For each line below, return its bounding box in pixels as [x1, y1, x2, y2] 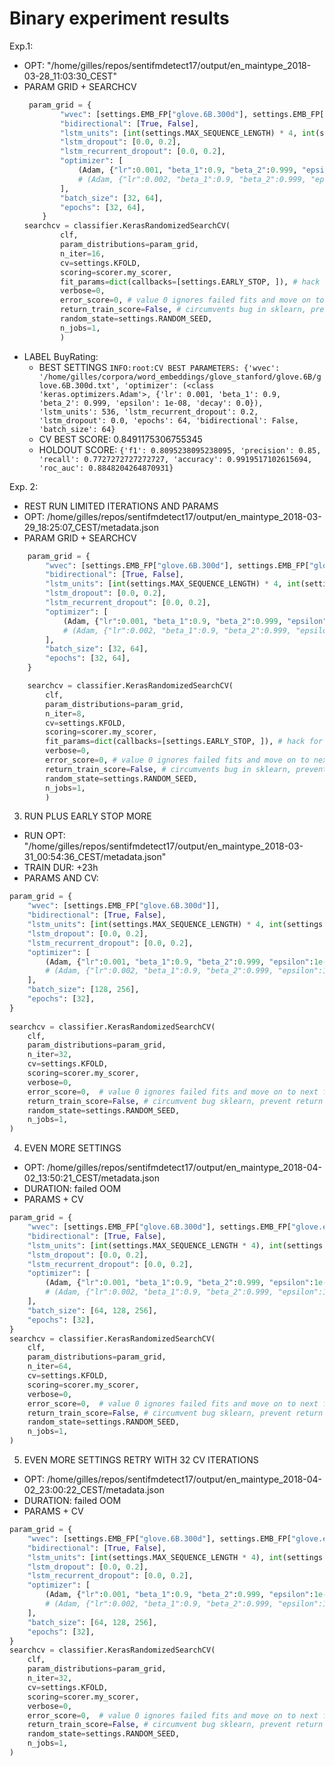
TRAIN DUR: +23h [23, 862, 99, 874]
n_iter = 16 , [60, 248, 106, 259]
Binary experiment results [9, 7, 230, 30]
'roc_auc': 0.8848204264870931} [38, 463, 174, 473]
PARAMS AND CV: [23, 872, 99, 884]
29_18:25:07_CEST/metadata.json [23, 521, 159, 533]
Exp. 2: [9, 480, 39, 492]
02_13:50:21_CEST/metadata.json [23, 1172, 160, 1184]
